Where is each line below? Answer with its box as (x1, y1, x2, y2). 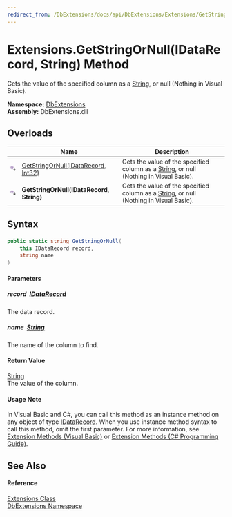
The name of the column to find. (7, 340, 99, 349)
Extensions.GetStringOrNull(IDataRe (7, 41, 221, 57)
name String (7, 323, 45, 331)
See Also (7, 460, 46, 471)
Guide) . (7, 440, 28, 448)
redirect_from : (7, 11, 51, 18)
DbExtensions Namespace (7, 501, 83, 510)
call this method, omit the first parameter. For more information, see (7, 425, 200, 433)
